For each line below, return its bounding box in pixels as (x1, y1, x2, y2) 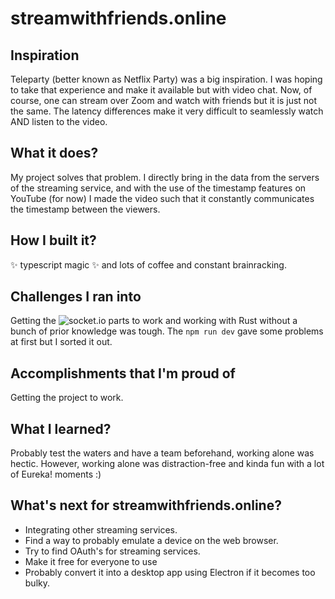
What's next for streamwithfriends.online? (10, 497, 282, 514)
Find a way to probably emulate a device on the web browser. (24, 534, 279, 546)
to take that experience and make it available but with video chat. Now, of (10, 84, 313, 96)
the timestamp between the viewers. (10, 203, 161, 215)
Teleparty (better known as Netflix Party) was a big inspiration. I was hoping (10, 73, 323, 85)
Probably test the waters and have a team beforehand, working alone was (10, 447, 315, 459)
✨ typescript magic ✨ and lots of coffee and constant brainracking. (10, 258, 287, 271)
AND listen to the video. (10, 116, 108, 127)
